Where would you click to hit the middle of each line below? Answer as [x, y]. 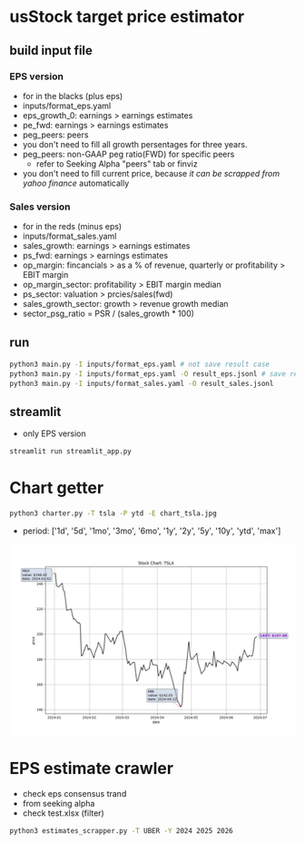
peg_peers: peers [55, 135]
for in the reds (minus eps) [72, 227]
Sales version [40, 207]
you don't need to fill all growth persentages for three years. [135, 144]
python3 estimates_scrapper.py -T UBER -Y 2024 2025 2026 [121, 830]
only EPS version [54, 433]
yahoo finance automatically [76, 183]
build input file [51, 51]
